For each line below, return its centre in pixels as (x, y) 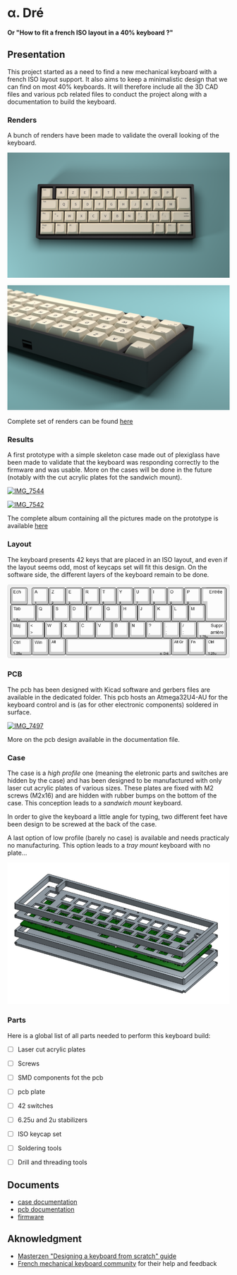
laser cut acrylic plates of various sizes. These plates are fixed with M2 (110, 788)
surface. (19, 712)
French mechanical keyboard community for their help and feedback (117, 1263)
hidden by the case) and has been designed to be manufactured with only (115, 780)
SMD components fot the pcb (60, 1078)
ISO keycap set (39, 1134)
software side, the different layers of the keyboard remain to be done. (108, 574)
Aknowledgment (45, 1239)
